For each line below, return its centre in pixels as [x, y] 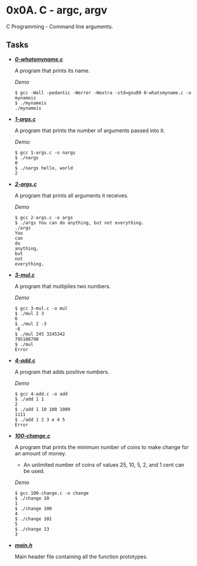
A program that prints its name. [52, 71]
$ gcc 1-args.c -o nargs [45, 153]
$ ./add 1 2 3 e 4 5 [40, 420]
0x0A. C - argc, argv [57, 10]
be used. [34, 471]
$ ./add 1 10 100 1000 [42, 409]
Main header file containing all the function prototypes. [81, 557]
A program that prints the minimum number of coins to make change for [102, 447]
